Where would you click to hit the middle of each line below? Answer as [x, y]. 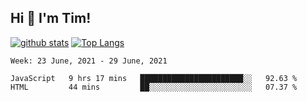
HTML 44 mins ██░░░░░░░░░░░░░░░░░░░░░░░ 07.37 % [154, 87]
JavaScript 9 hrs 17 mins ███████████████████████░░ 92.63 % [154, 78]
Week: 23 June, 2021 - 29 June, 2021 [89, 61]
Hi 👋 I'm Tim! [51, 18]
